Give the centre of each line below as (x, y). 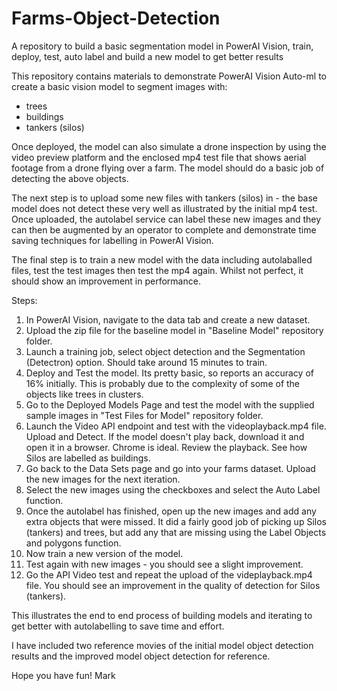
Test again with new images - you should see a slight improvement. (164, 564)
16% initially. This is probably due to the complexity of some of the (163, 383)
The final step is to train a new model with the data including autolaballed (162, 259)
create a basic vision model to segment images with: (119, 86)
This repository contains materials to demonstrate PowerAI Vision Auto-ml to (169, 76)
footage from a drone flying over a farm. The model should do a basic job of (168, 168)
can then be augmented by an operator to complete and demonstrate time (164, 229)
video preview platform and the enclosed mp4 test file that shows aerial (159, 157)
